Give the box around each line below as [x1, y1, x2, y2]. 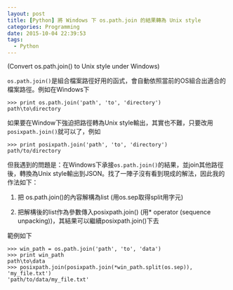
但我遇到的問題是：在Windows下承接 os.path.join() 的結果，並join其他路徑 [7, 160, 224, 169]
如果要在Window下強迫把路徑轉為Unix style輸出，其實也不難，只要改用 [7, 118, 214, 127]
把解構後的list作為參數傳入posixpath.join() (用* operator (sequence [17, 208, 211, 216]
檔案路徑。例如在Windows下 [7, 85, 90, 93]
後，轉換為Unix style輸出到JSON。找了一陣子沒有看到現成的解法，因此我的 [7, 170, 225, 177]
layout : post [7, 10, 46, 18]
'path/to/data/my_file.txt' [7, 276, 90, 283]
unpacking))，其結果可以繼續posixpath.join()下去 [17, 216, 159, 225]
